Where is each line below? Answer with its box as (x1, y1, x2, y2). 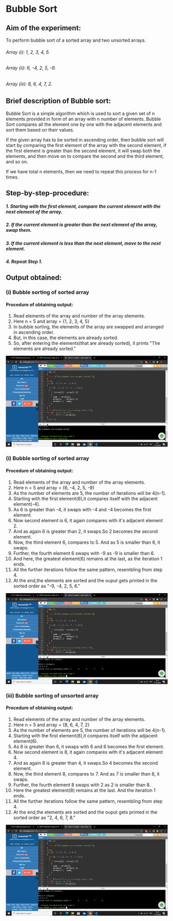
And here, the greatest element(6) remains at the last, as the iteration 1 (13, 556, 163, 562)
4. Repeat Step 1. (6, 258, 43, 265)
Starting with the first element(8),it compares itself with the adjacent (13, 732, 158, 739)
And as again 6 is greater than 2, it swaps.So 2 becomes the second (13, 528, 158, 535)
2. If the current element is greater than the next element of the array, (6, 222, 158, 228)
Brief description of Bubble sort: (6, 97, 111, 105)
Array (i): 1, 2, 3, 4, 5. (6, 49, 50, 55)
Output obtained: (6, 273, 62, 282)
